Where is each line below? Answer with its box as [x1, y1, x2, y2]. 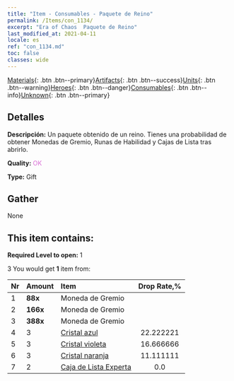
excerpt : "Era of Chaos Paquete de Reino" [7, 23, 138, 30]
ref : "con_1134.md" [7, 43, 65, 50]
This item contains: [7, 232, 94, 244]
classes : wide [7, 57, 49, 64]
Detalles [7, 111, 45, 124]
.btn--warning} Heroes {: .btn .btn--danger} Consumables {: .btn [7, 83, 189, 92]
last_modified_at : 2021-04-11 [7, 30, 97, 37]
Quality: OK [7, 158, 42, 167]
